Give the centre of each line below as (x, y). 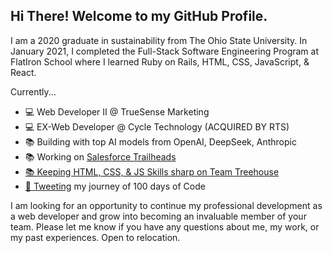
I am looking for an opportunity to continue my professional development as (166, 205)
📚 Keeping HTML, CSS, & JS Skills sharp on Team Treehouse (152, 171)
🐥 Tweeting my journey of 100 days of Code (115, 186)
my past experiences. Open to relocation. (95, 237)
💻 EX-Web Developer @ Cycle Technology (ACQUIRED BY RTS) (157, 126)
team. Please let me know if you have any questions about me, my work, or (165, 226)
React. (23, 72)
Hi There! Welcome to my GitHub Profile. (139, 16)
